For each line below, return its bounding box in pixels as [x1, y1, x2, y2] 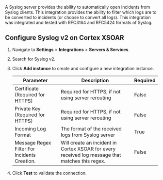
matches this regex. [60, 158, 106, 164]
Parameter [23, 77, 48, 84]
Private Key [14, 105, 41, 112]
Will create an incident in [60, 139, 117, 146]
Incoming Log [14, 125, 46, 132]
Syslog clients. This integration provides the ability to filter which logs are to [5, 9, 157, 15]
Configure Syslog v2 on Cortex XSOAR [5, 34, 125, 42]
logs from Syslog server [60, 131, 115, 138]
